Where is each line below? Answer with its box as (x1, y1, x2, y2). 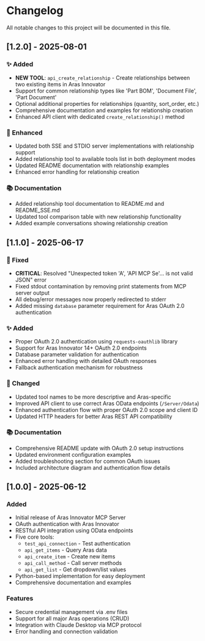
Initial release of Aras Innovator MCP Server (15, 514, 126, 521)
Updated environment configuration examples (15, 451, 132, 458)
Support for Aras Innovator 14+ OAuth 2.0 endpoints (15, 344, 147, 352)
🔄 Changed (6, 379, 40, 388)
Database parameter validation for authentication (15, 351, 140, 358)
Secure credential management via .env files (15, 608, 128, 615)
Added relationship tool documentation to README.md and (15, 200, 165, 208)
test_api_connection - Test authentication (24, 540, 130, 547)
